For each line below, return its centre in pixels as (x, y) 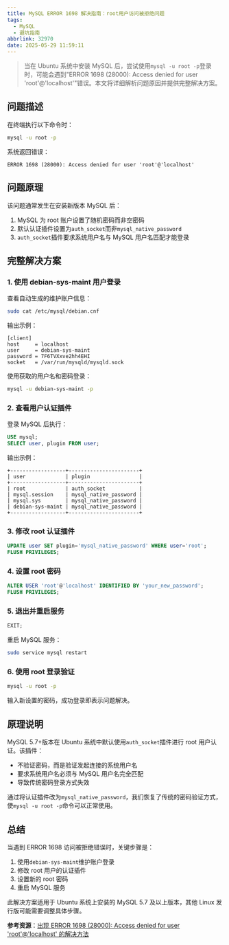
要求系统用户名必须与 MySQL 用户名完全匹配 (80, 774)
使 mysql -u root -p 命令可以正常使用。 (62, 805)
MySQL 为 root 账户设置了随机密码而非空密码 (81, 220)
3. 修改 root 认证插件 (41, 531)
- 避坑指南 (27, 33)
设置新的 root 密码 (43, 879)
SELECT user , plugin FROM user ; (53, 444)
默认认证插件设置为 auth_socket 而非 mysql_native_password (99, 228)
